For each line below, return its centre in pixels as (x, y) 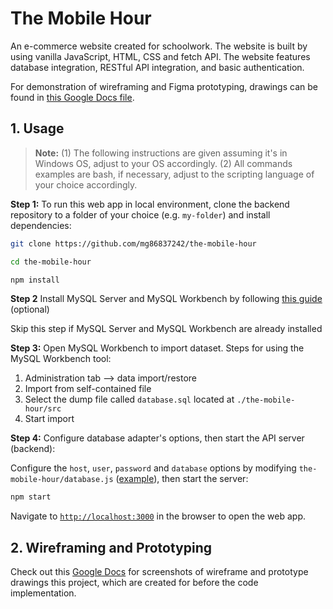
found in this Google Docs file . (72, 97)
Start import (49, 419)
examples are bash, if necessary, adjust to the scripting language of (174, 174)
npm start (31, 497)
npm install (35, 280)
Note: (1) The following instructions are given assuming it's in (161, 153)
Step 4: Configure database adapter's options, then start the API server (157, 438)
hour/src (43, 409)
